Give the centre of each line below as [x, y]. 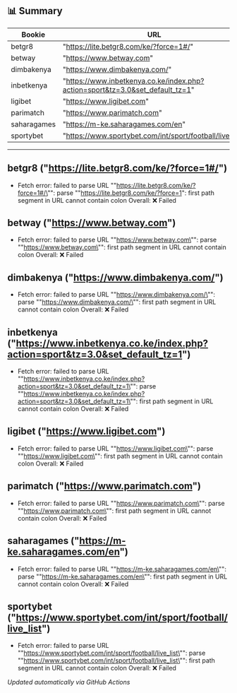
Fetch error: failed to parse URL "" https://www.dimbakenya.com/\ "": [116, 295]
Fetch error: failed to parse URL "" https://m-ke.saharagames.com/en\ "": [122, 569]
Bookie [34, 35]
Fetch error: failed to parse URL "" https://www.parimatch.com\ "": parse [121, 503]
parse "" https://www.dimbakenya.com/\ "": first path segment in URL [117, 302]
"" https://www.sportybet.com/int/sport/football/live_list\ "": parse [111, 653]
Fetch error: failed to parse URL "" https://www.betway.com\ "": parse [117, 240]
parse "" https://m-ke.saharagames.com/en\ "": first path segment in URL [122, 576]
